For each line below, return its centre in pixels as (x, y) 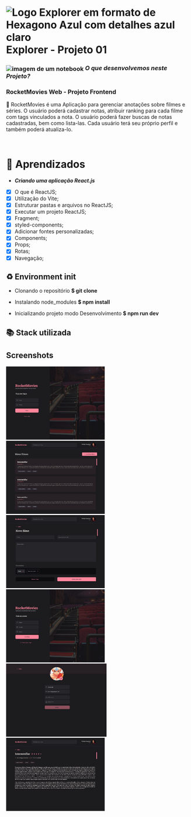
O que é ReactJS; (36, 192)
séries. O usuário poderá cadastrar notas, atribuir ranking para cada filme (94, 111)
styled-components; (39, 225)
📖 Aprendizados (46, 164)
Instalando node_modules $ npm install (62, 302)
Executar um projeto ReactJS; (50, 212)
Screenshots (30, 356)
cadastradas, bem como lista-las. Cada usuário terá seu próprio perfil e (92, 123)
